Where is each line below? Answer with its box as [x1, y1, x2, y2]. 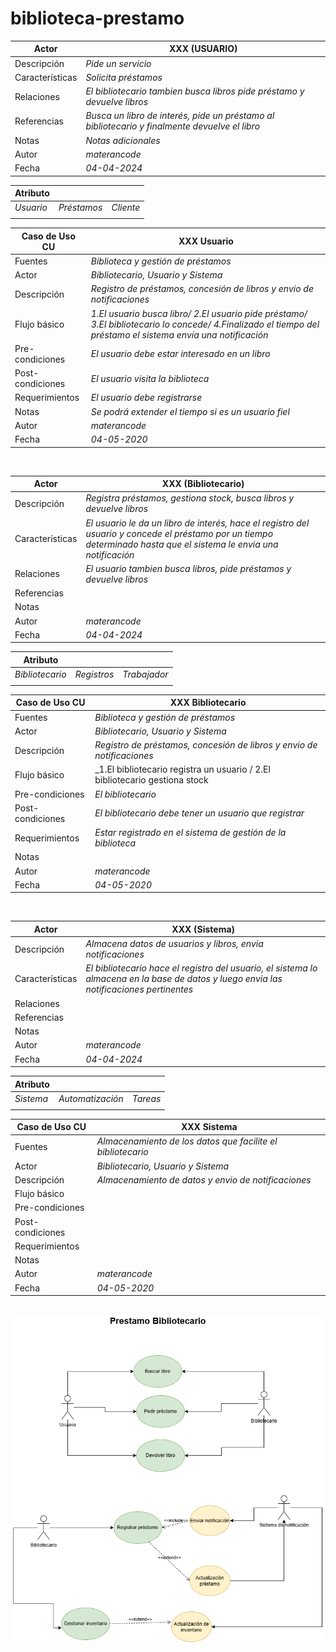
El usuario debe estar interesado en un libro [90, 348, 271, 360]
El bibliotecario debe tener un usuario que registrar [94, 807, 305, 819]
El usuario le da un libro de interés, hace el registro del [85, 517, 310, 529]
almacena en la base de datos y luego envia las [85, 973, 283, 985]
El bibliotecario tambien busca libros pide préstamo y [85, 85, 305, 97]
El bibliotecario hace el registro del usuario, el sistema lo [85, 962, 318, 974]
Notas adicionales [85, 134, 161, 146]
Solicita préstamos [85, 71, 163, 83]
